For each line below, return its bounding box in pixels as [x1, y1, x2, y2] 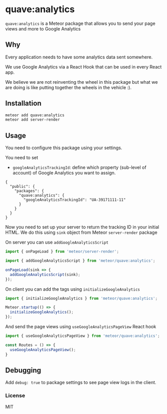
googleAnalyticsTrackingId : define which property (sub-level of [12, 164, 147, 170]
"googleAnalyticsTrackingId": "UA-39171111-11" [23, 197, 126, 202]
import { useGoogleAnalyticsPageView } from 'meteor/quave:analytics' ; [5, 333, 160, 338]
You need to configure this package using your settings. [5, 145, 123, 151]
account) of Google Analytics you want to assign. [12, 170, 116, 176]
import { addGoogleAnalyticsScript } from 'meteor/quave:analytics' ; [5, 258, 156, 263]
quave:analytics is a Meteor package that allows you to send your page [5, 20, 156, 26]
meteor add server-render [5, 117, 60, 122]
